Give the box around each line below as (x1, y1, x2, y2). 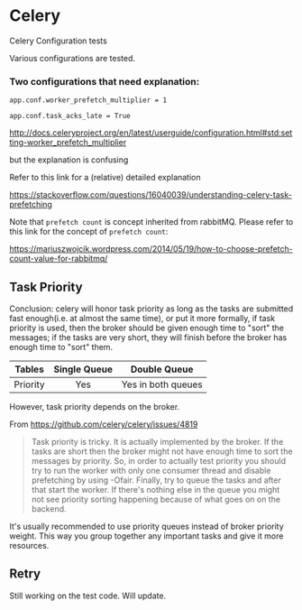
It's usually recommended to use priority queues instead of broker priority (9, 521, 284, 532)
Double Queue (130, 363, 194, 375)
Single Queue (53, 363, 113, 375)
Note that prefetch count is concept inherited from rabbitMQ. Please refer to (9, 217, 294, 227)
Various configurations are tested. (9, 52, 136, 63)
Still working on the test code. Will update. (9, 590, 167, 601)
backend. (31, 504, 67, 514)
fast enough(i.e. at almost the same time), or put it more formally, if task (9, 313, 276, 324)
